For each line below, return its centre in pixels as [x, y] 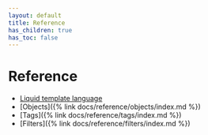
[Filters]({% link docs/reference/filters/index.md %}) [105, 124]
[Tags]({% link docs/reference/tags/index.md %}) [100, 115]
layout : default [35, 15]
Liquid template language [61, 99]
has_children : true [40, 30]
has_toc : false [33, 37]
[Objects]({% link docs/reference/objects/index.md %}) [110, 107]
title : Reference [37, 23]
